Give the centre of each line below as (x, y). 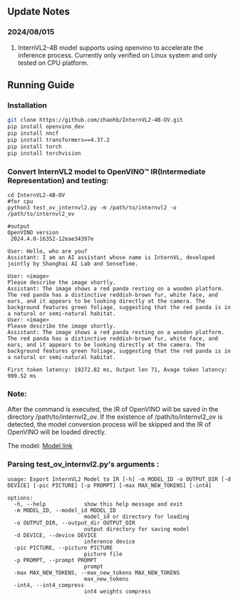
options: (20, 498)
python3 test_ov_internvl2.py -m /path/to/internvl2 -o (92, 207)
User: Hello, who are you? (47, 251)
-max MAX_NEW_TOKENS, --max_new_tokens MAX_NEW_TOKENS (97, 573)
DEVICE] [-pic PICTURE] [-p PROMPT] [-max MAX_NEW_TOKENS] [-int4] (110, 485)
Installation (27, 105)
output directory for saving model (137, 529)
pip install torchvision (44, 153)
